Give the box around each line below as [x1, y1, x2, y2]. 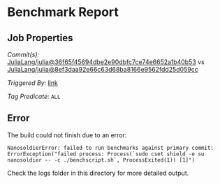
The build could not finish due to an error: [7, 130, 127, 139]
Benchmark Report [7, 4, 119, 20]
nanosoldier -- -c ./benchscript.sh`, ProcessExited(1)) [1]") [7, 156, 196, 164]
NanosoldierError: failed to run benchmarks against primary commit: [7, 144, 214, 151]
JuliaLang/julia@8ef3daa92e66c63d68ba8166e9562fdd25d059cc [7, 66, 199, 73]
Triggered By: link [7, 79, 58, 87]
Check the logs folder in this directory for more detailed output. [7, 169, 189, 177]
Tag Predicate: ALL [7, 92, 61, 100]
